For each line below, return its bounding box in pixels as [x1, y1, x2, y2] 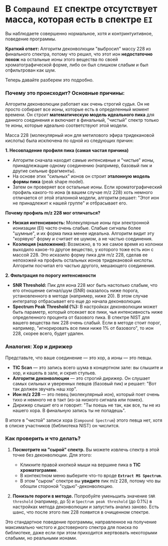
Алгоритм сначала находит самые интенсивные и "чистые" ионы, [12, 157, 155, 163]
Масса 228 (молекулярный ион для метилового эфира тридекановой [5, 132, 154, 138]
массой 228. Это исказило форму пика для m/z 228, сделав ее [12, 252, 148, 258]
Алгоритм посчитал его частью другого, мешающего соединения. [12, 263, 156, 269]
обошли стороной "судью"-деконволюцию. [20, 483, 114, 489]
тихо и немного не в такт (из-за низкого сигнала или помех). [12, 396, 144, 403]
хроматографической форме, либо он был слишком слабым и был [5, 62, 148, 68]
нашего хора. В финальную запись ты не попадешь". [12, 407, 126, 413]
